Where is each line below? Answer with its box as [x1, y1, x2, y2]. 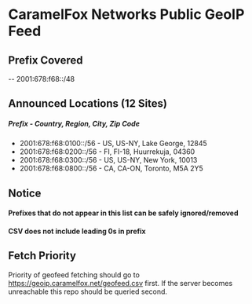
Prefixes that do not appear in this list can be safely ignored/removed [8, 208, 239, 218]
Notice [8, 186, 42, 200]
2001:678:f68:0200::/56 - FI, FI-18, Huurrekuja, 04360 [19, 147, 195, 156]
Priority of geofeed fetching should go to [8, 269, 140, 280]
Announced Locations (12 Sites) [8, 97, 167, 111]
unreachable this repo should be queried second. [8, 287, 167, 296]
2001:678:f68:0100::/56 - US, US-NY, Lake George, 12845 [19, 139, 207, 148]
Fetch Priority [8, 249, 77, 262]
